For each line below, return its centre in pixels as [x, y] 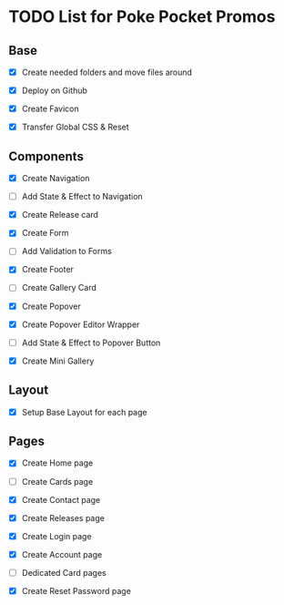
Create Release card [60, 215]
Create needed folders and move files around [107, 72]
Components [46, 156]
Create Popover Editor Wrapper [81, 324]
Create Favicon [50, 109]
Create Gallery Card [59, 288]
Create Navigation [56, 179]
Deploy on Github [55, 91]
